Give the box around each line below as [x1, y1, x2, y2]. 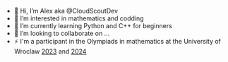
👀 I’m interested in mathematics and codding [13, 14, 144, 23]
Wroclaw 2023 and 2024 [13, 47, 87, 56]
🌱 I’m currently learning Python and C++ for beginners [13, 22, 173, 30]
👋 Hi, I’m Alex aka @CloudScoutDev [13, 7, 119, 15]
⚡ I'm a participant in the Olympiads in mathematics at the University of [13, 37, 221, 45]
